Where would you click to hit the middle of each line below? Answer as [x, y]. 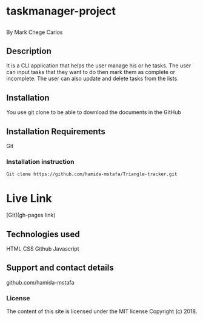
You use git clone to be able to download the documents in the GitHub [94, 112]
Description [29, 51]
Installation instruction [40, 161]
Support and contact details [60, 268]
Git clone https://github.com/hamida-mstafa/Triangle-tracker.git [92, 174]
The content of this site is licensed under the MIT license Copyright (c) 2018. [102, 311]
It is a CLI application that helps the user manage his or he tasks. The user [99, 66]
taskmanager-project [61, 11]
